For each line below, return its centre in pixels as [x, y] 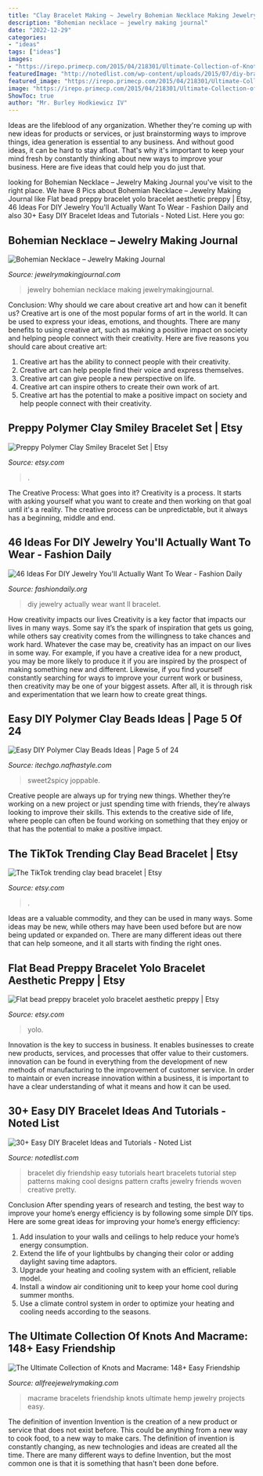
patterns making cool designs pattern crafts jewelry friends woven [134, 1181]
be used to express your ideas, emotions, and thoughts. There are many [124, 321]
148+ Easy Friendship [62, 1348]
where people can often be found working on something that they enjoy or [128, 820]
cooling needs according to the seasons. [85, 1311]
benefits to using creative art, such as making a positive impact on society [128, 330]
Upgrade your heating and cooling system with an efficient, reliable [128, 1270]
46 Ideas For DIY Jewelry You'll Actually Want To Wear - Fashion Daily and [128, 207]
